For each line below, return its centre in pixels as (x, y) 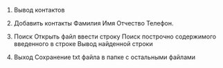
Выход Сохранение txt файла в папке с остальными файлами (105, 57)
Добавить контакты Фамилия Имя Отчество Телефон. (93, 23)
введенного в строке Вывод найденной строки (83, 44)
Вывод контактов (39, 10)
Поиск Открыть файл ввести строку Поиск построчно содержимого (115, 36)
